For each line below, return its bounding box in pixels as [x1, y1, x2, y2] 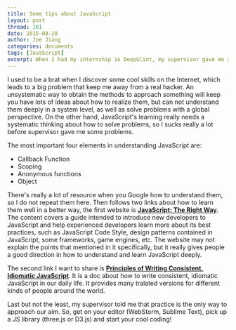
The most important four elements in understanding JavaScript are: [7, 141, 202, 150]
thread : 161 [7, 23, 42, 30]
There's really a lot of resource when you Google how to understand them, [7, 190, 223, 199]
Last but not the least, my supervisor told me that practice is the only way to [7, 300, 228, 308]
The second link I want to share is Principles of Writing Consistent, [7, 264, 204, 272]
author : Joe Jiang [7, 37, 61, 44]
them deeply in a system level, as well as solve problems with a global [7, 105, 210, 113]
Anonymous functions [17, 169, 82, 178]
